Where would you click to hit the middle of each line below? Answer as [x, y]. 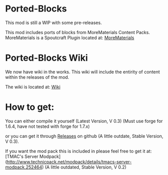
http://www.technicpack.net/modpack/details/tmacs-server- [69, 161]
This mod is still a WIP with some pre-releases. [53, 23]
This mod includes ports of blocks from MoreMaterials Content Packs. [78, 32]
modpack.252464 [24, 167]
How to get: [30, 107]
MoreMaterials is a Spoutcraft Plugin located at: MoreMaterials [70, 38]
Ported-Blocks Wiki [47, 58]
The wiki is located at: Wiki [33, 87]
